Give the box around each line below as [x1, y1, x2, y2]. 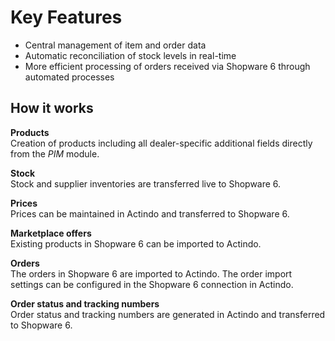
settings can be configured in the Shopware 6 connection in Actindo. [10, 278, 294, 290]
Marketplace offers [10, 227, 92, 239]
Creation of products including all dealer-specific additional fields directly [10, 137, 313, 149]
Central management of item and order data [24, 39, 207, 51]
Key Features [10, 6, 123, 29]
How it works [10, 100, 94, 117]
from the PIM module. [10, 147, 100, 160]
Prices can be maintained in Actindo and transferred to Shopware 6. [10, 207, 290, 220]
